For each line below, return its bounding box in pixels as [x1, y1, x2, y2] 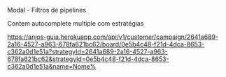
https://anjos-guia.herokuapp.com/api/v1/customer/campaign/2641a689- [7, 33, 219, 41]
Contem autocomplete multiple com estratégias [7, 19, 144, 27]
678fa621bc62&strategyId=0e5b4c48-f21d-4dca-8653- [7, 55, 169, 63]
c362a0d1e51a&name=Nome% [7, 62, 97, 70]
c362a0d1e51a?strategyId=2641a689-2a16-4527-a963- [7, 48, 168, 55]
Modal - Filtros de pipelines [7, 6, 86, 14]
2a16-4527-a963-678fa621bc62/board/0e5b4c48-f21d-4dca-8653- [7, 40, 205, 48]
